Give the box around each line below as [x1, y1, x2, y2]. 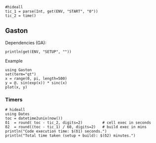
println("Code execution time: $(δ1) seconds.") [5, 129, 107, 134]
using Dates [5, 111, 30, 117]
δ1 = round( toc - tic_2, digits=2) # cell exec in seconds [5, 120, 152, 125]
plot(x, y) [5, 84, 28, 90]
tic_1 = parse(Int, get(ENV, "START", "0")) [5, 9, 98, 14]
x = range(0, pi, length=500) [5, 76, 68, 81]
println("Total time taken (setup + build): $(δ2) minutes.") [5, 133, 136, 138]
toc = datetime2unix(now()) [5, 116, 63, 121]
